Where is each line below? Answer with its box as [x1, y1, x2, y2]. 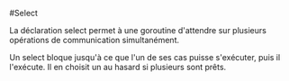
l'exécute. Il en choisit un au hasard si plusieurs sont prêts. [9, 62, 227, 72]
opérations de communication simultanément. [9, 35, 180, 45]
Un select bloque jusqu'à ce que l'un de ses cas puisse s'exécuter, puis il [9, 52, 281, 62]
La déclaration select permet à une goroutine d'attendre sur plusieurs [9, 25, 267, 35]
